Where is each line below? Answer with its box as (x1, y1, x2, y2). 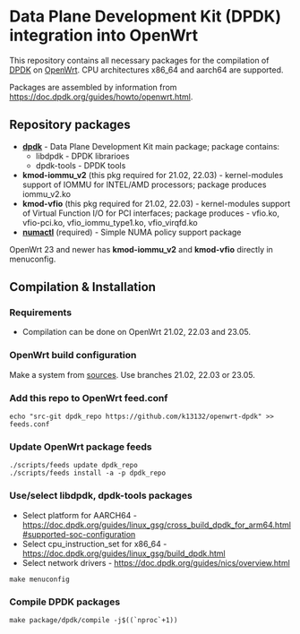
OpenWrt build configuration (9, 349, 137, 362)
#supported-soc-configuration (21, 528, 136, 539)
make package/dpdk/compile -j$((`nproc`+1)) (9, 615, 178, 624)
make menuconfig (9, 575, 70, 584)
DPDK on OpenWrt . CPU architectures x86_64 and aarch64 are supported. (9, 64, 284, 75)
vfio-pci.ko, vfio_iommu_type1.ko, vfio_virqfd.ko (21, 217, 199, 227)
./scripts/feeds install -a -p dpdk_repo (9, 468, 167, 478)
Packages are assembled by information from (9, 81, 177, 92)
